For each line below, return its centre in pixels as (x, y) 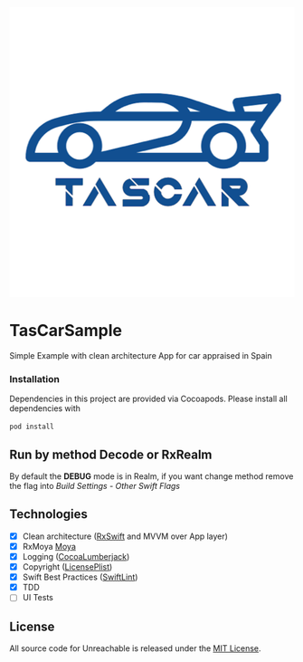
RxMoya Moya (49, 546)
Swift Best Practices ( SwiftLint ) (80, 577)
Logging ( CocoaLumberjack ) (76, 556)
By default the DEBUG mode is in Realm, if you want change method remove (151, 476)
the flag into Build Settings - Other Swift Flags (95, 486)
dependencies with (45, 408)
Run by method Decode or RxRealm (111, 454)
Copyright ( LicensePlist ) (67, 567)
